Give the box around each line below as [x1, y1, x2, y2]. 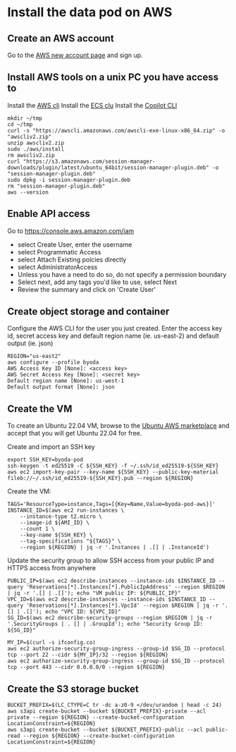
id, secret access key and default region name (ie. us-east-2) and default [7, 332, 220, 340]
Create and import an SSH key [7, 443, 95, 451]
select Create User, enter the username [17, 240, 132, 249]
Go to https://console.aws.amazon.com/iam [7, 226, 135, 235]
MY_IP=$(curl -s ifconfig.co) [7, 639, 97, 646]
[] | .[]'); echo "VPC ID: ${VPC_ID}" [7, 608, 121, 615]
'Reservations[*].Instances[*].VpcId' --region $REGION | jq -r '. [25, 602, 229, 610]
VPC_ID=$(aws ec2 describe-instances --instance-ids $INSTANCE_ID [7, 596, 206, 603]
